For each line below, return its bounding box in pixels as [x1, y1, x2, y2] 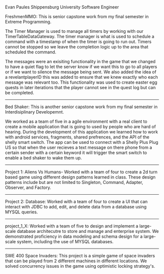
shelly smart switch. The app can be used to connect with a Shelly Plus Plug [5, 139, 159, 145]
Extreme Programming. [5, 19, 52, 24]
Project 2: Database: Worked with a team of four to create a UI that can [5, 199, 148, 205]
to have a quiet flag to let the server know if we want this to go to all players [5, 64, 157, 69]
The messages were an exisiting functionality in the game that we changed [5, 59, 156, 64]
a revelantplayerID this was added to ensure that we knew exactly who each [5, 74, 158, 80]
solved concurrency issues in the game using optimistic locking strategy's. [5, 263, 155, 269]
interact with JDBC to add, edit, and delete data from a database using [5, 204, 147, 209]
